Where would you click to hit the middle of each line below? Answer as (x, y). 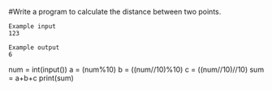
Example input (32, 27)
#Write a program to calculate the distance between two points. (115, 12)
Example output (34, 48)
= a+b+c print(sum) (41, 78)
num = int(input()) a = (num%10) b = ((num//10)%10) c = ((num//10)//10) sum (136, 69)
